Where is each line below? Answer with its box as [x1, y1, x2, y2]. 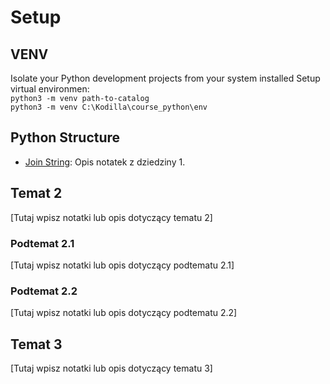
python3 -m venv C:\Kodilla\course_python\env [10, 102, 208, 112]
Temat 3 [10, 336, 63, 353]
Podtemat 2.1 [10, 236, 75, 250]
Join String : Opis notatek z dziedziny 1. [24, 156, 186, 168]
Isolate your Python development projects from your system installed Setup [10, 72, 321, 84]
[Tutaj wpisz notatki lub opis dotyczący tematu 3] [10, 362, 213, 375]
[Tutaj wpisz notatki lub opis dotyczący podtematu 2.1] [10, 259, 235, 271]
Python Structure [10, 129, 121, 146]
